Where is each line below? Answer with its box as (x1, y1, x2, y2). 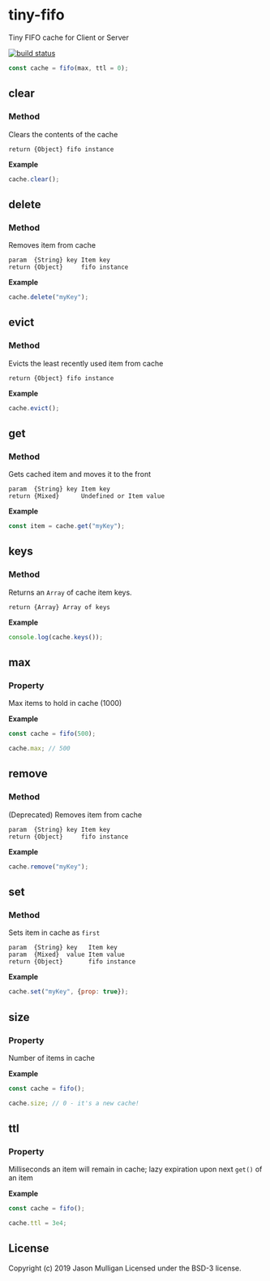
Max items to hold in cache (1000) (8, 699, 122, 708)
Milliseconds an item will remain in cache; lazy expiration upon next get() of (8, 1164, 263, 1175)
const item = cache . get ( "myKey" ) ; (8, 522, 126, 530)
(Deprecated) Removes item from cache (8, 810, 143, 820)
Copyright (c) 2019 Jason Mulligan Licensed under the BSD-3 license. (8, 1263, 242, 1273)
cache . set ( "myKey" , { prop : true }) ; (8, 988, 129, 996)
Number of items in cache (8, 1053, 96, 1062)
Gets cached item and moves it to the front (8, 470, 152, 479)
